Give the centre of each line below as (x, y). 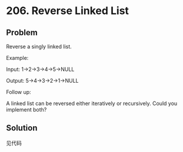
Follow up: (19, 92)
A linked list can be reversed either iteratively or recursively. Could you (92, 103)
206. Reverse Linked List (68, 11)
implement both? (26, 109)
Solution (22, 128)
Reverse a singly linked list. (39, 46)
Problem (22, 33)
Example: (17, 58)
